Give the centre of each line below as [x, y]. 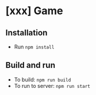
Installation [27, 33]
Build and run [30, 65]
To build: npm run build [42, 79]
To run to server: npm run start [52, 86]
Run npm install [34, 47]
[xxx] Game [34, 11]
